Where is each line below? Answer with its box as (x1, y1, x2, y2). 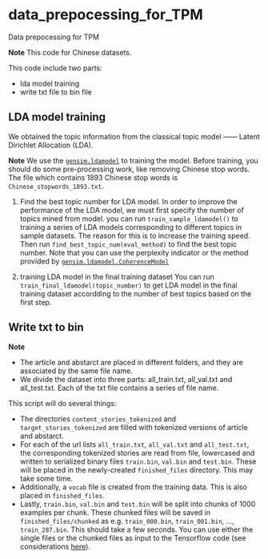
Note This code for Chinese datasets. (8, 47, 132, 57)
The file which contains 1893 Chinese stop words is (8, 172, 178, 182)
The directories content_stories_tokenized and (19, 414, 177, 424)
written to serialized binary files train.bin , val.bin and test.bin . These (19, 456, 257, 466)
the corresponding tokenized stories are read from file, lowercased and (19, 448, 255, 457)
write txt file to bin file (19, 86, 92, 97)
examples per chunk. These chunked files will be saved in (19, 507, 210, 517)
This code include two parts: (8, 62, 102, 73)
